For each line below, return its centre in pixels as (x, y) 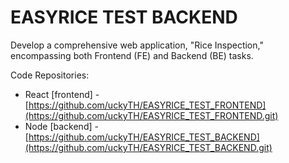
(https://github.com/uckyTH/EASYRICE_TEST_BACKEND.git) (148, 147)
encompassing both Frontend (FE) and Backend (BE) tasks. (132, 55)
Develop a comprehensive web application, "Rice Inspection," (137, 45)
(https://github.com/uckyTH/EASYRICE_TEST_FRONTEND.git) (151, 115)
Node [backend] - (61, 126)
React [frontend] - (62, 94)
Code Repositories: (50, 75)
